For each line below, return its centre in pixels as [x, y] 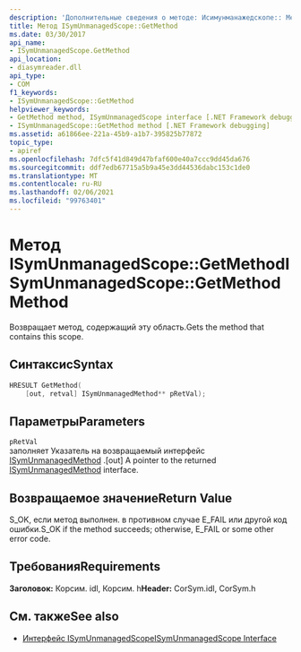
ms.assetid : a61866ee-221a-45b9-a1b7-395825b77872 [106, 134]
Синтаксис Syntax [61, 365]
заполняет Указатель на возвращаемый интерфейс [107, 451]
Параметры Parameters [77, 421]
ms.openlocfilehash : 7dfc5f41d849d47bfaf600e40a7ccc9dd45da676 [130, 159]
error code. [30, 539]
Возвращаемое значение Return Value [121, 498]
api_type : [28, 76]
